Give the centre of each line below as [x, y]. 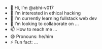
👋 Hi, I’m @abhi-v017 [32, 8]
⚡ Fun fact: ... [24, 42]
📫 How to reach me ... [33, 29]
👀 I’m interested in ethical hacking [45, 13]
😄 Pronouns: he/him [31, 36]
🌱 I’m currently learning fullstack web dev [54, 18]
